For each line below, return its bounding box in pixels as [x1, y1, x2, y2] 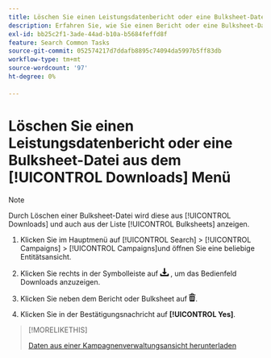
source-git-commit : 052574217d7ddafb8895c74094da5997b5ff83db [8, 47, 222, 56]
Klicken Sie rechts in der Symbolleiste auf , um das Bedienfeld [19, 268, 237, 278]
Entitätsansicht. [19, 252, 72, 261]
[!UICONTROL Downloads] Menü [8, 168, 231, 186]
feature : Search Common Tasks [8, 39, 110, 47]
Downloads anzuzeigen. [19, 277, 101, 286]
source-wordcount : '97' [8, 65, 89, 73]
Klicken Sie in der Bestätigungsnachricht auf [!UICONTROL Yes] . [19, 309, 236, 318]
